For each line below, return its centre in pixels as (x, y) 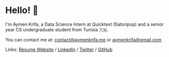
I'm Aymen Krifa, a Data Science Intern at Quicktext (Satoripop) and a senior (85, 24)
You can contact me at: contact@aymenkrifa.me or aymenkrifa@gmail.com (83, 39)
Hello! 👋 (22, 10)
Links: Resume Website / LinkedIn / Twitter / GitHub (59, 49)
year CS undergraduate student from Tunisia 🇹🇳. (57, 29)
